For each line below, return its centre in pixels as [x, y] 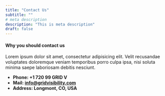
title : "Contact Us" [27, 10]
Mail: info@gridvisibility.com [44, 83]
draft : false [19, 29]
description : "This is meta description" [50, 24]
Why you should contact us [35, 45]
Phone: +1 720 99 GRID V [40, 78]
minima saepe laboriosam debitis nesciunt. [50, 67]
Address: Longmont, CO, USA [45, 88]
